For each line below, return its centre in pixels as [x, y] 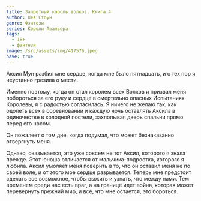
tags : [13, 34]
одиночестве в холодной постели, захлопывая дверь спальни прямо [95, 117]
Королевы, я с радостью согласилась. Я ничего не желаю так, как [91, 104]
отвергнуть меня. [29, 141]
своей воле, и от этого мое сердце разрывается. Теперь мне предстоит [99, 172]
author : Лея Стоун [29, 17]
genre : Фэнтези [25, 23]
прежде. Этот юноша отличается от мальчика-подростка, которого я [95, 159]
